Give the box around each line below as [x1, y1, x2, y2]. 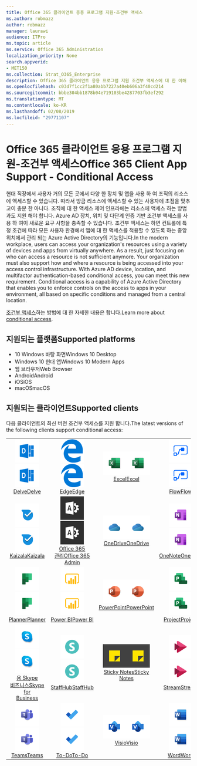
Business [16, 694, 38, 701]
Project [163, 616, 181, 623]
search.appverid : [6, 59, 49, 65]
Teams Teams [11, 751, 43, 758]
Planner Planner [8, 616, 46, 623]
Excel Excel [113, 475, 140, 482]
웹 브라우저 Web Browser [14, 366, 73, 373]
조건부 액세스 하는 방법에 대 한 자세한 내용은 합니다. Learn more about [6, 309, 165, 316]
